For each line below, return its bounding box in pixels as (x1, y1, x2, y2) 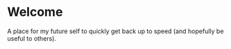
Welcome (7, 4, 63, 20)
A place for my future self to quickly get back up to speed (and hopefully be (7, 27, 224, 35)
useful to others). (7, 34, 57, 42)
